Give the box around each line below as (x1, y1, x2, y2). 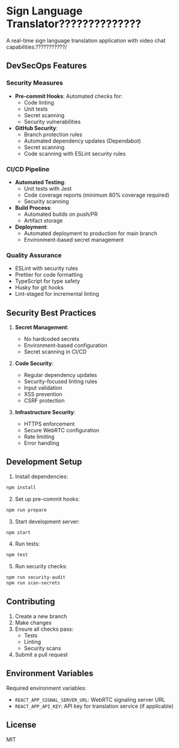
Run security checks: (14, 563, 68, 570)
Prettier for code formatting (14, 271, 83, 278)
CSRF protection (23, 397, 65, 404)
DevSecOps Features (6, 61, 87, 71)
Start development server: (14, 518, 80, 525)
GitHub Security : (14, 124, 58, 132)
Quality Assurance (6, 251, 62, 259)
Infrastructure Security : (14, 409, 76, 416)
